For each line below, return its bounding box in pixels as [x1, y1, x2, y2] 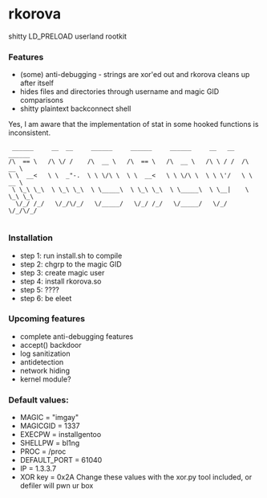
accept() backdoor [19, 340, 82, 349]
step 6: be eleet [19, 293, 72, 303]
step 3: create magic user [19, 267, 105, 277]
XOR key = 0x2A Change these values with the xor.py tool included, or [19, 472, 253, 482]
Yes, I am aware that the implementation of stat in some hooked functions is [8, 120, 259, 129]
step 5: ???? [19, 284, 60, 294]
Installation [8, 232, 54, 243]
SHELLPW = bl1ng [19, 439, 80, 448]
